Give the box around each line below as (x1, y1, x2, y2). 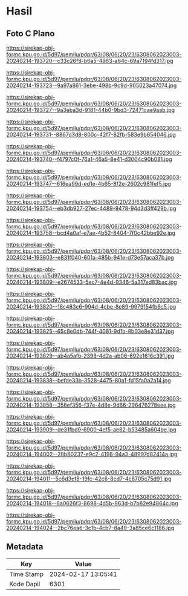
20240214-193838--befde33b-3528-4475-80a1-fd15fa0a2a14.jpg (6, 377, 171, 384)
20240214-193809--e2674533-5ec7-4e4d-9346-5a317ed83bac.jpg (6, 278, 177, 286)
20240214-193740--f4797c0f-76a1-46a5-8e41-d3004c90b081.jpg (6, 156, 172, 163)
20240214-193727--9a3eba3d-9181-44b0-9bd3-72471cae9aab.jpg (6, 106, 175, 113)
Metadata (6, 542, 44, 552)
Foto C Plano (6, 28, 55, 39)
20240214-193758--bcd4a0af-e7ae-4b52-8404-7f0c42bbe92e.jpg (6, 229, 176, 237)
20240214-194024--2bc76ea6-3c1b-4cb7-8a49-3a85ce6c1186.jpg (6, 525, 174, 531)
